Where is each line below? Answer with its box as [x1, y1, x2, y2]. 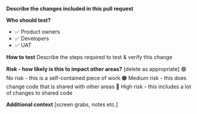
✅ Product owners [14, 28, 61, 35]
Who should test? [6, 17, 51, 23]
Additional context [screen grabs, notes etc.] [6, 101, 118, 108]
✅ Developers [14, 35, 50, 42]
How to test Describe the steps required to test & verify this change [6, 54, 173, 60]
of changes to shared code [6, 90, 73, 96]
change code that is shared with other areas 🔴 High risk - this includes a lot [6, 83, 192, 90]
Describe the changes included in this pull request [6, 5, 134, 12]
